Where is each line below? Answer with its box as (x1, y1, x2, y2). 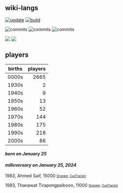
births (8, 65, 23, 72)
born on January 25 (5, 151, 47, 157)
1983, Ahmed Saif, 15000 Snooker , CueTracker (5, 173, 86, 179)
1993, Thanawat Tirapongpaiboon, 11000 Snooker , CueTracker (5, 182, 118, 188)
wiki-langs (5, 4, 38, 12)
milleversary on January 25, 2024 (5, 162, 77, 168)
